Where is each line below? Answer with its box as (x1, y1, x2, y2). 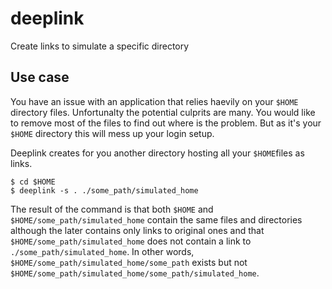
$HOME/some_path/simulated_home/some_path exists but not (10, 256, 248, 268)
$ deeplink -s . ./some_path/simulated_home (10, 185, 199, 196)
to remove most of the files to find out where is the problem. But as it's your (10, 117, 322, 129)
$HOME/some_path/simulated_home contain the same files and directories (10, 213, 303, 226)
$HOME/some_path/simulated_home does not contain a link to (10, 235, 252, 247)
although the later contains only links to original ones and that (10, 224, 265, 236)
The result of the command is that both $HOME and (10, 203, 214, 215)
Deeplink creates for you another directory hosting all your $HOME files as (10, 147, 305, 159)
